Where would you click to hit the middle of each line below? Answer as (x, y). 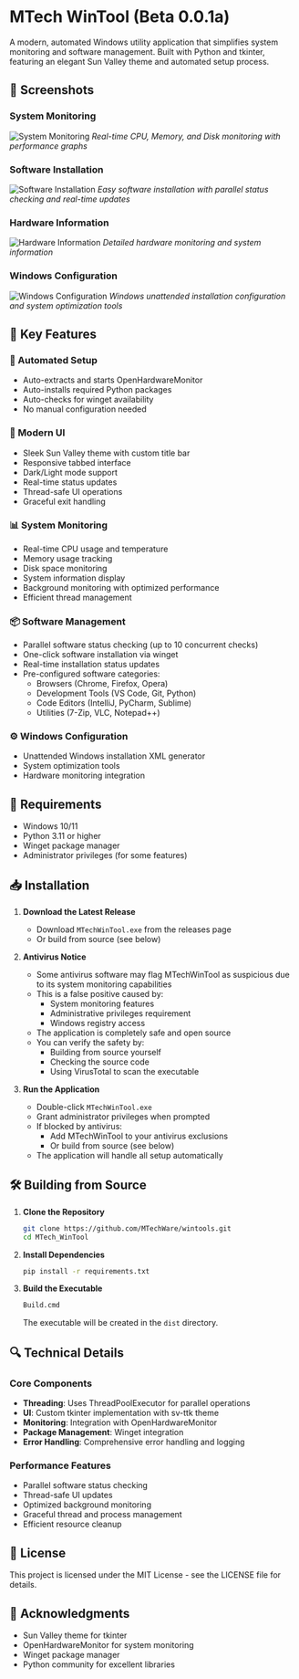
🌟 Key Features (53, 334)
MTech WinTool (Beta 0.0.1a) (120, 17)
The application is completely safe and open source (134, 1033)
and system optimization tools (66, 305)
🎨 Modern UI (37, 433)
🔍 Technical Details (67, 1353)
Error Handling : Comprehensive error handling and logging (134, 1442)
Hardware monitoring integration (84, 776)
